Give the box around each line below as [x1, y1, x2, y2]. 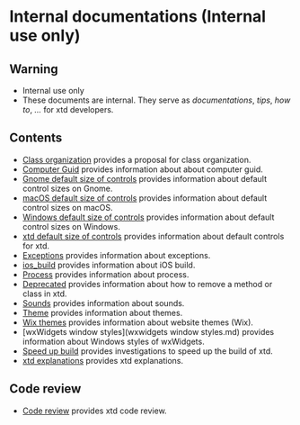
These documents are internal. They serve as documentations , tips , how [22, 95, 291, 105]
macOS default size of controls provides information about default [22, 192, 268, 203]
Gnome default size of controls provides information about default [22, 173, 268, 184]
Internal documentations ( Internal [9, 6, 267, 27]
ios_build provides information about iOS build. [22, 259, 196, 270]
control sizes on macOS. [22, 202, 114, 212]
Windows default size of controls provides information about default [22, 212, 275, 222]
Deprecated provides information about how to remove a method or [22, 278, 273, 289]
